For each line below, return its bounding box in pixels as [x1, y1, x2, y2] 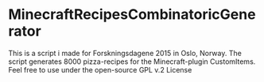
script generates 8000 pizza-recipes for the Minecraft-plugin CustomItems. [8, 57, 256, 66]
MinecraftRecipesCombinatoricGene [8, 6, 256, 24]
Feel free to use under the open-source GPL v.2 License [8, 65, 192, 74]
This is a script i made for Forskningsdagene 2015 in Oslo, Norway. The [8, 48, 243, 58]
